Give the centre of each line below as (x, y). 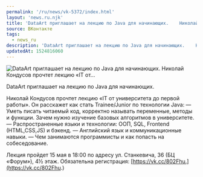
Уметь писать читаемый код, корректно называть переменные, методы (99, 111)
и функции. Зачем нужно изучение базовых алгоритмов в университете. (100, 117)
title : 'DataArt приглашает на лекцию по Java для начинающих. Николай (102, 23)
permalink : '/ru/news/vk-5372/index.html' (60, 12)
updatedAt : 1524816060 (35, 51)
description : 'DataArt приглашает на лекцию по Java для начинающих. (96, 46)
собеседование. (27, 143)
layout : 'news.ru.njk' (35, 18)
